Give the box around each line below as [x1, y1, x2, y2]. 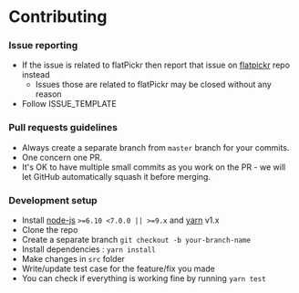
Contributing [8, 6, 108, 27]
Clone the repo [21, 225, 78, 235]
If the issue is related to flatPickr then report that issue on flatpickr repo [21, 59, 291, 70]
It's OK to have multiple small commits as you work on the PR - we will [21, 162, 286, 173]
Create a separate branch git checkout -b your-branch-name [21, 235, 252, 246]
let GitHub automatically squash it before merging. [21, 171, 211, 182]
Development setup [8, 194, 98, 206]
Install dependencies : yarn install [21, 244, 156, 255]
